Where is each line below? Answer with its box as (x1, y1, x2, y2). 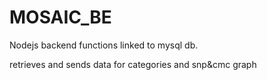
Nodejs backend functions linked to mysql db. (9, 39, 199, 51)
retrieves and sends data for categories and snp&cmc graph (9, 58, 257, 70)
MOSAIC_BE (9, 6, 112, 29)
